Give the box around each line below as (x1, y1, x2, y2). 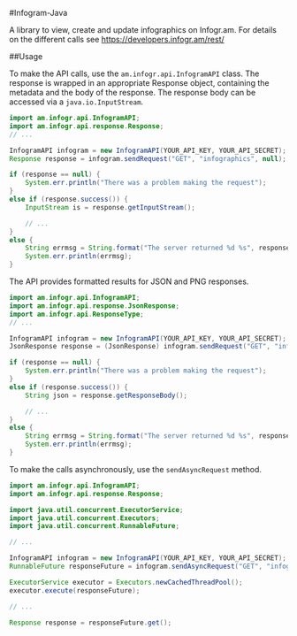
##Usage (9, 51, 43, 61)
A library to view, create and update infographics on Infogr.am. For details (9, 25, 277, 34)
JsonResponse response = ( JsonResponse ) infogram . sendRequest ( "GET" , (9, 342, 271, 351)
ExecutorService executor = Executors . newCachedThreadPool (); (9, 578, 243, 586)
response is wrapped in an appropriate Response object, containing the (9, 78, 270, 88)
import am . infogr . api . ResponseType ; (9, 310, 144, 318)
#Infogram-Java (9, 8, 68, 18)
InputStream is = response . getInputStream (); (25, 203, 196, 211)
